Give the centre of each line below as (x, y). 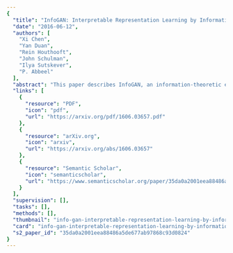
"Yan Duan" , (36, 46)
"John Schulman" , (44, 59)
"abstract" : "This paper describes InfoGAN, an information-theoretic (117, 85)
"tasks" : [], (32, 207)
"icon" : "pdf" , (47, 110)
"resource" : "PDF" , (53, 104)
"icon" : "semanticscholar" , (66, 175)
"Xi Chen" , (35, 40)
